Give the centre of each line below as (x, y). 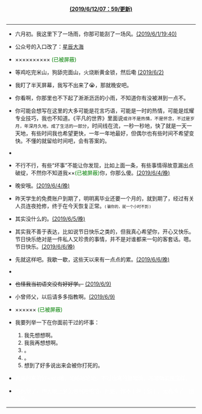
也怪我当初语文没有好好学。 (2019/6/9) (63, 284)
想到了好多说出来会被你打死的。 (63, 365)
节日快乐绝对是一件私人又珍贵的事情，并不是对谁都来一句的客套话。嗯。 (104, 239)
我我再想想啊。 (42, 343)
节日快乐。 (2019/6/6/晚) (45, 246)
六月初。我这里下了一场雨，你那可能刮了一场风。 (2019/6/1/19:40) (96, 34)
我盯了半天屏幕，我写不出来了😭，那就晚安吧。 (73, 85)
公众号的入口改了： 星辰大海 (49, 47)
